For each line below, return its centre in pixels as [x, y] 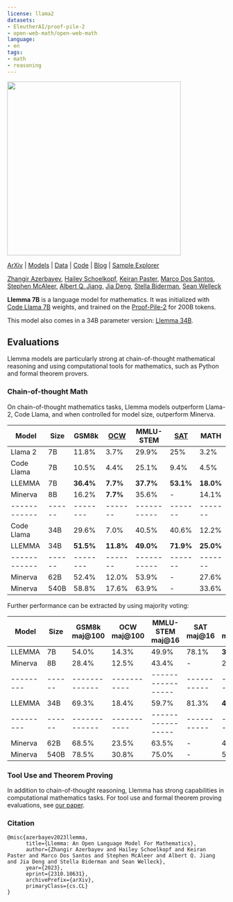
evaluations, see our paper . [46, 805]
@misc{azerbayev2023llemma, [48, 838]
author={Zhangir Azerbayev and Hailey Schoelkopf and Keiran [116, 850]
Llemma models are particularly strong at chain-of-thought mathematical [111, 359]
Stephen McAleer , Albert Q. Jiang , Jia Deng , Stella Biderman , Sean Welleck [114, 286]
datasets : [21, 20]
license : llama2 [31, 14]
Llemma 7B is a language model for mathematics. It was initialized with [109, 299]
